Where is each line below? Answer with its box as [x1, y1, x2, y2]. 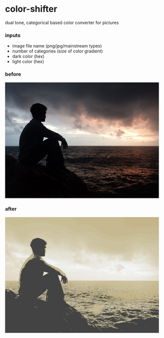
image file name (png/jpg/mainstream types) [12, 43, 102, 49]
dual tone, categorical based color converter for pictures [5, 20, 119, 25]
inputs [5, 32, 21, 39]
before [5, 71, 21, 78]
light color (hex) [12, 59, 44, 65]
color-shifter [5, 3, 58, 15]
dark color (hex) [12, 53, 45, 59]
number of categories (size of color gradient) [12, 48, 103, 54]
